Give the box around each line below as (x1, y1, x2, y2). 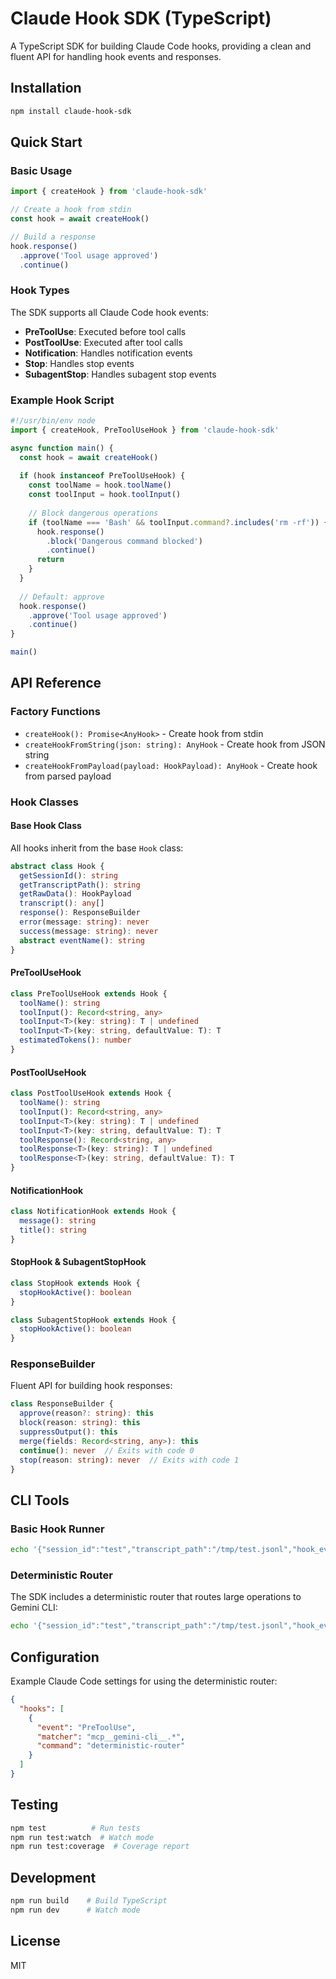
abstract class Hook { (10, 861, 105, 871)
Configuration (10, 1648, 100, 1666)
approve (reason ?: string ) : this (19, 1408, 155, 1419)
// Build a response (10, 232, 97, 242)
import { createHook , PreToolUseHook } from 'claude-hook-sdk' (10, 425, 280, 435)
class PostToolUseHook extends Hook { (10, 1088, 172, 1099)
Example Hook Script (10, 393, 115, 407)
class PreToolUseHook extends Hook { (10, 988, 168, 999)
